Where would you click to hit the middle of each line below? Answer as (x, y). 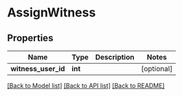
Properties (30, 38)
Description (115, 57)
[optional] (157, 69)
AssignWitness (52, 13)
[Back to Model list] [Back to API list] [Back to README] (86, 86)
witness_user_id (38, 69)
